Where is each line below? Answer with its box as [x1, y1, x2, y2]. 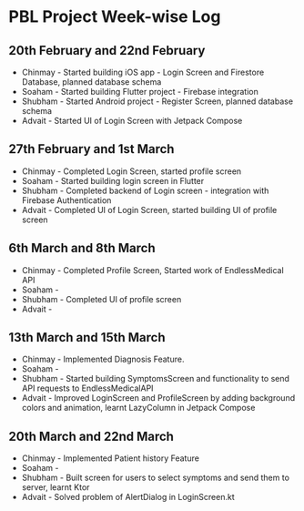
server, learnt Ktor [21, 482, 90, 493]
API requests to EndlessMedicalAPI [21, 383, 154, 393]
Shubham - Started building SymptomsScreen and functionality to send [21, 373, 290, 384]
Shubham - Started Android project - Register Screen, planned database [21, 96, 293, 107]
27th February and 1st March [8, 141, 175, 157]
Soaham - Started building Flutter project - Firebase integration [21, 87, 258, 97]
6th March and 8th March [8, 240, 156, 256]
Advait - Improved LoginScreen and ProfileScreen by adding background [21, 393, 296, 404]
